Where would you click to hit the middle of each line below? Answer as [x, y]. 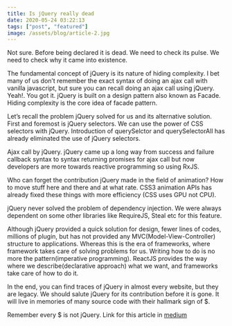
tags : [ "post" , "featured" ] [48, 26]
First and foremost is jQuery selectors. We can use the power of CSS [105, 124]
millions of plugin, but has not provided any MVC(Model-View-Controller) [111, 237]
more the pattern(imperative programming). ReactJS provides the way [107, 259]
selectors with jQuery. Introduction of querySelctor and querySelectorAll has [116, 131]
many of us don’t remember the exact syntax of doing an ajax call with [107, 81]
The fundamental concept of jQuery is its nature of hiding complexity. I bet [113, 74]
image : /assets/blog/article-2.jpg [59, 33]
